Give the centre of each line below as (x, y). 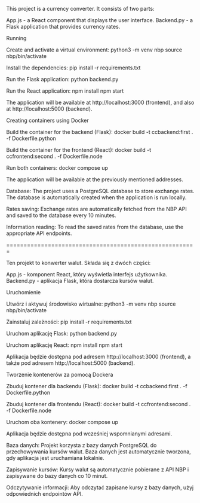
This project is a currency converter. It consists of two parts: (80, 9)
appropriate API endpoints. (39, 233)
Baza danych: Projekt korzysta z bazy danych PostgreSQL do (81, 445)
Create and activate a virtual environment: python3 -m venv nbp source (94, 50)
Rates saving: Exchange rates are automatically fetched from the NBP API (96, 209)
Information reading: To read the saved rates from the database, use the (95, 227)
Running (16, 38)
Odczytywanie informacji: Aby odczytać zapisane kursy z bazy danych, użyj (100, 487)
